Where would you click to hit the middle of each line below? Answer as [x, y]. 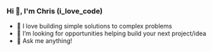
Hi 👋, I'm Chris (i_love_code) [55, 11]
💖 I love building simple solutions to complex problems [94, 26]
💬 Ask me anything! [44, 41]
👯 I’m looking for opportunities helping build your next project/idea [111, 33]
